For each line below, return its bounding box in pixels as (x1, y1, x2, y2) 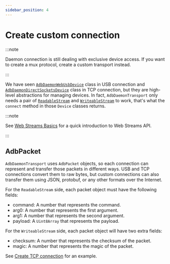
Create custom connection (5, 29, 120, 41)
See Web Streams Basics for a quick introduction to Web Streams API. (5, 123, 152, 129)
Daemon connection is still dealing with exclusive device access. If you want (5, 56, 165, 62)
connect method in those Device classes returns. (5, 103, 106, 109)
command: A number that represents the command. (12, 202, 121, 208)
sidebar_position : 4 (5, 7, 49, 13)
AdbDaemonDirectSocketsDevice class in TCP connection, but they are (5, 86, 149, 93)
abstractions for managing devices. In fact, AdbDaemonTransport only (16, 92, 158, 98)
